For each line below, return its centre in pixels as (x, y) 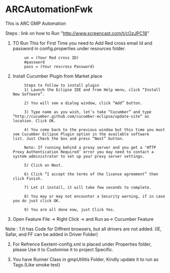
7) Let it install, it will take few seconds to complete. (88, 187)
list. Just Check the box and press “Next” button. (68, 139)
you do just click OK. (37, 201)
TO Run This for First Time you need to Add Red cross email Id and (82, 43)
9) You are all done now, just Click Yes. (70, 210)
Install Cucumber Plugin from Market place (57, 76)
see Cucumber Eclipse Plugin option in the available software (81, 134)
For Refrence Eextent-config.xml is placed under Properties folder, (82, 244)
